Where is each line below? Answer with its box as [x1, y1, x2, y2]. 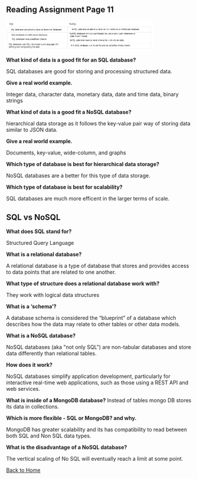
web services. [6, 386, 40, 393]
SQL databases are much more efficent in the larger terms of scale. [6, 195, 170, 202]
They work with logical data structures [6, 292, 100, 299]
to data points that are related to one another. [6, 268, 116, 276]
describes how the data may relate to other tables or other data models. [6, 321, 181, 328]
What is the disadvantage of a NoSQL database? [6, 444, 127, 451]
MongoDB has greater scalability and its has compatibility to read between [6, 426, 188, 433]
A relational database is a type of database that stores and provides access [6, 263, 189, 270]
